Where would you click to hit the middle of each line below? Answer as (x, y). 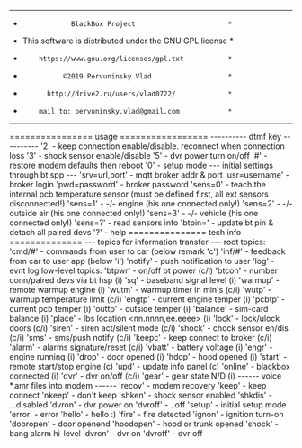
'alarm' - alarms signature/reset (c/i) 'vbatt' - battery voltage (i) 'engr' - (141, 347)
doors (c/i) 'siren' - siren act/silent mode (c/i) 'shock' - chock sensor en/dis (149, 328)
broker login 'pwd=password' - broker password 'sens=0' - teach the (138, 184)
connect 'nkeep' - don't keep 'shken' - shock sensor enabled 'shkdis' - (141, 395)
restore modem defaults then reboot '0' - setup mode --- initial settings (142, 165)
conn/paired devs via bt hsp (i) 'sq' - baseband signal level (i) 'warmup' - (145, 280)
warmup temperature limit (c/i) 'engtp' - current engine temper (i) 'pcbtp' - (147, 299)
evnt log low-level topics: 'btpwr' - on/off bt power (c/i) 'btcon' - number (144, 270)
